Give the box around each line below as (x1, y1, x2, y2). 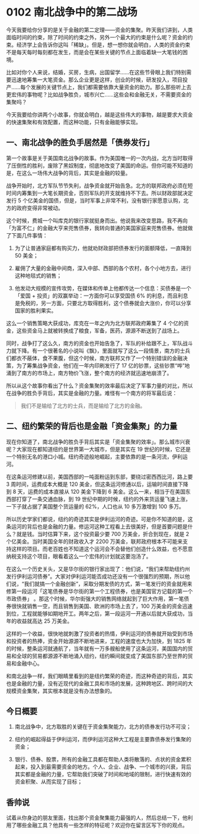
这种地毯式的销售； (14, 272, 62, 279)
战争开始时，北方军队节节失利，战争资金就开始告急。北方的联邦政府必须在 (6, 182, 188, 189)
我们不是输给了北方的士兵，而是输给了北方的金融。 (20, 402, 146, 409)
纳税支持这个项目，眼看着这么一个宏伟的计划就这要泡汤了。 (6, 553, 152, 560)
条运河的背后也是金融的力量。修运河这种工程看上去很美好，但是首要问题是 (6, 523, 188, 530)
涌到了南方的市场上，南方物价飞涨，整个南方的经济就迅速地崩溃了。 (6, 369, 172, 377)
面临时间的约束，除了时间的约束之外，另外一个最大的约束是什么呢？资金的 (6, 33, 188, 40)
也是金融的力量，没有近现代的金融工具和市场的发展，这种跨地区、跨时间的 (6, 679, 188, 687)
